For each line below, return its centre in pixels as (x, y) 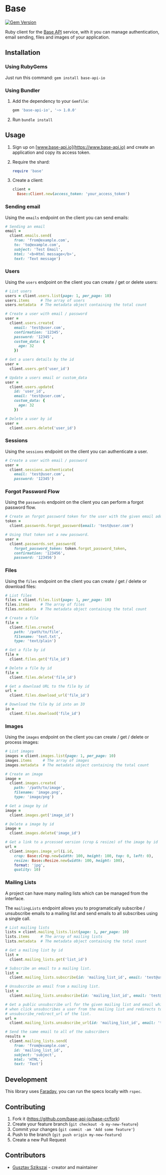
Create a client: (28, 180)
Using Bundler (23, 90)
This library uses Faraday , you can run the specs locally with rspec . (73, 1091)
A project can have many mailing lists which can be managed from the (77, 893)
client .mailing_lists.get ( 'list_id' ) (48, 959)
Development (26, 1079)
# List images (20, 751)
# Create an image (24, 774)
